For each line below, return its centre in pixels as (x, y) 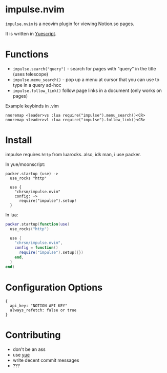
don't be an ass (29, 349)
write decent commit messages (46, 360)
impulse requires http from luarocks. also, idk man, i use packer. (73, 154)
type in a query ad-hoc (37, 85)
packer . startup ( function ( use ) (38, 224)
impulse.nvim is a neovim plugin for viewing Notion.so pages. (70, 24)
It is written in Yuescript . (31, 33)
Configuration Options (54, 287)
